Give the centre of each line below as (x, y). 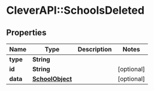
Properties (26, 33)
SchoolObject (52, 79)
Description (95, 49)
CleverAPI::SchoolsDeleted (76, 10)
